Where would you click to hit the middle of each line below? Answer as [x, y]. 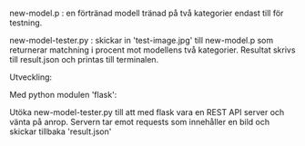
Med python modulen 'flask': [63, 95]
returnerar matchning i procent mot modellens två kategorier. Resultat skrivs [152, 50]
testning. [26, 23]
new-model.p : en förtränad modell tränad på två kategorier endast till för [147, 13]
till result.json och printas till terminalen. [84, 59]
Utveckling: [31, 77]
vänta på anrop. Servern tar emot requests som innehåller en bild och [140, 122]
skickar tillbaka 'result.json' [61, 131]
